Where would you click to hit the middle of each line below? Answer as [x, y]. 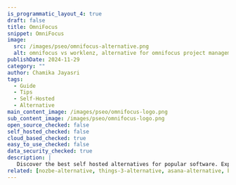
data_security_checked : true [50, 151]
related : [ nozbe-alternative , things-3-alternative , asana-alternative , [116, 171]
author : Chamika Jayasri [44, 72]
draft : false [26, 20]
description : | [29, 158]
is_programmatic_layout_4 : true [54, 14]
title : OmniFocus [33, 27]
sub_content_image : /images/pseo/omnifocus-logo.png [86, 118]
